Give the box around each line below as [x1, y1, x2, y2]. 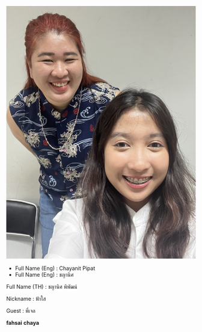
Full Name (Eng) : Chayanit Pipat [14, 265, 96, 272]
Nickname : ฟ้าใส [6, 295, 46, 302]
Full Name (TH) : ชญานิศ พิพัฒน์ [6, 283, 78, 290]
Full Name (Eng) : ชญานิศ [14, 271, 74, 278]
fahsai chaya [6, 319, 40, 326]
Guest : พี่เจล [6, 307, 36, 314]
